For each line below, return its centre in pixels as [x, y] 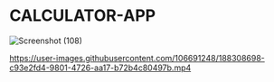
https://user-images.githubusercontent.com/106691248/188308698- [137, 58]
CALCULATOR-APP [83, 16]
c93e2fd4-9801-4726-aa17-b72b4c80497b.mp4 [100, 68]
